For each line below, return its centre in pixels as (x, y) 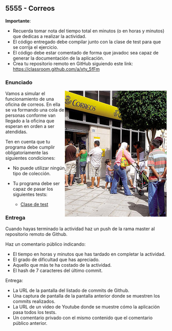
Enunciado (19, 82)
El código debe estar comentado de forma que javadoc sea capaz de (85, 52)
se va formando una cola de (35, 110)
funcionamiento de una (30, 99)
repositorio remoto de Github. (36, 234)
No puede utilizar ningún (39, 168)
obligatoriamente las (27, 153)
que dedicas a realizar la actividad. (49, 36)
